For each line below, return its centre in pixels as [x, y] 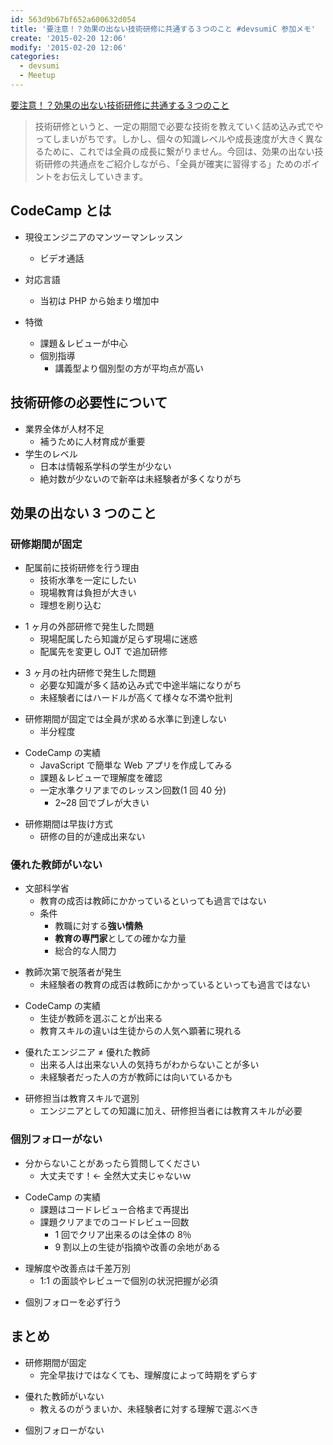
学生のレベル [51, 453]
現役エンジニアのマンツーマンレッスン [103, 237]
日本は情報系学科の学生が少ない [105, 466]
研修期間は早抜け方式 [68, 824]
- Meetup [37, 76]
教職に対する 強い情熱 [98, 926]
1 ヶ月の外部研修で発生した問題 [89, 627]
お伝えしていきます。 [104, 176]
